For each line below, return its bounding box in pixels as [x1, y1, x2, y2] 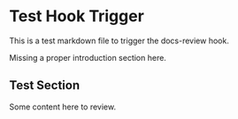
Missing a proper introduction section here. [9, 52, 166, 63]
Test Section [9, 78, 81, 93]
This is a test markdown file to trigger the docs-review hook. [9, 35, 230, 46]
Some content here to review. [9, 101, 117, 112]
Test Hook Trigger [9, 6, 144, 26]
